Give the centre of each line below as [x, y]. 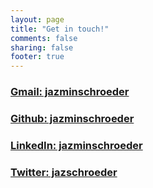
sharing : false [42, 47]
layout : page [37, 19]
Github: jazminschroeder [72, 118]
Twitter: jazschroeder [64, 172]
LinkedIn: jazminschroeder [76, 145]
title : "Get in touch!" [60, 29]
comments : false [44, 38]
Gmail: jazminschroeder [70, 92]
